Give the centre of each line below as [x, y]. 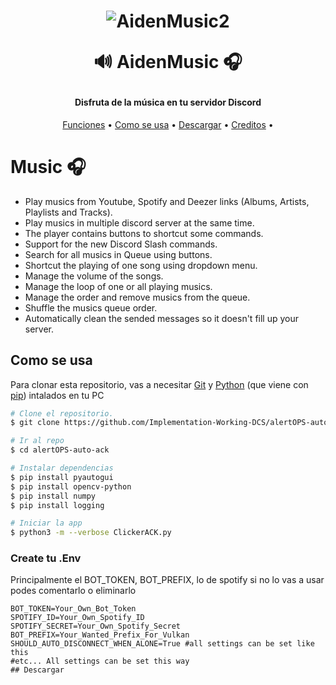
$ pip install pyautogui [62, 477]
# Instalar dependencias [62, 468]
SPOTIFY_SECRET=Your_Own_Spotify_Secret [96, 626]
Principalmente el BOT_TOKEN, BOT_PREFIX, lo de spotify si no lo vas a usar [167, 580]
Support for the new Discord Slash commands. [121, 244]
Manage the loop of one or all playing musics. [118, 286]
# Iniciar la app [46, 523]
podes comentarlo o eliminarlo [73, 591]
